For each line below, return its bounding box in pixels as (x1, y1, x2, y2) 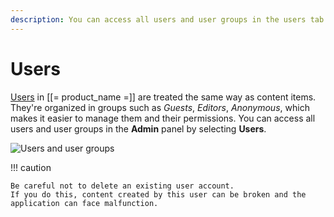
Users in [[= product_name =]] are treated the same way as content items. (10, 91, 317, 103)
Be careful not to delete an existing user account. (10, 181, 235, 191)
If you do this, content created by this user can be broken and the (10, 189, 307, 200)
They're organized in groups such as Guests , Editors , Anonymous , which (10, 101, 310, 113)
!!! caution (10, 161, 52, 173)
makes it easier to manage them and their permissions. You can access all (10, 112, 316, 124)
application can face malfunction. (10, 198, 159, 208)
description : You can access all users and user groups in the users (10, 14, 307, 25)
